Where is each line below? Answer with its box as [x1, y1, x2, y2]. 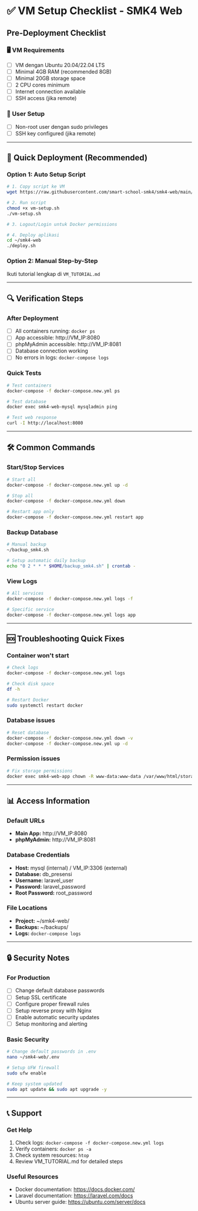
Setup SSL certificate [15, 993, 67, 1001]
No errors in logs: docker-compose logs [15, 354, 109, 361]
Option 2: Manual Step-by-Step [6, 257, 98, 265]
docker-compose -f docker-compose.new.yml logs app [6, 612, 136, 618]
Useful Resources [6, 1173, 59, 1181]
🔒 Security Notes [6, 953, 70, 963]
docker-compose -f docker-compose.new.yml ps [6, 388, 120, 394]
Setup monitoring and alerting [15, 1020, 88, 1027]
